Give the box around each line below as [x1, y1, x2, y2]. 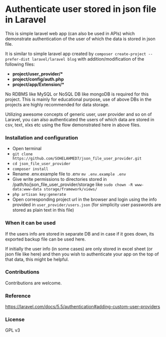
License [5, 316, 25, 323]
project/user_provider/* [12, 71, 63, 77]
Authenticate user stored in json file [5, 3, 157, 15]
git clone [12, 152, 33, 157]
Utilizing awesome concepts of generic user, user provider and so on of [5, 111, 152, 117]
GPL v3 [5, 327, 20, 334]
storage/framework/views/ [44, 187, 97, 192]
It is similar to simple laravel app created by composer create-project [5, 51, 147, 57]
